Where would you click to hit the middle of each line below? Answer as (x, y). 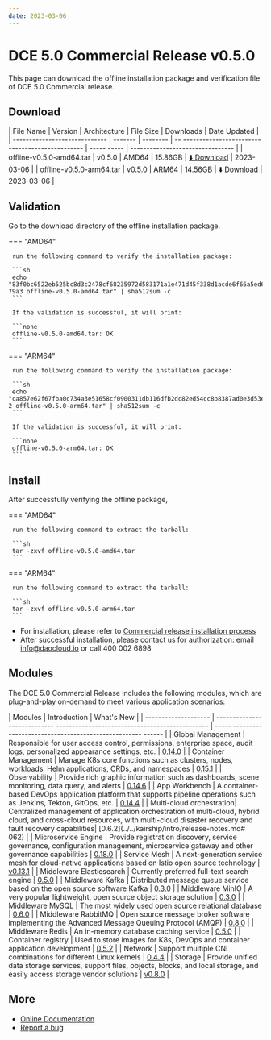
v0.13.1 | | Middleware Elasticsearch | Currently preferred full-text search (128, 871)
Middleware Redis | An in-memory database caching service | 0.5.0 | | (125, 931)
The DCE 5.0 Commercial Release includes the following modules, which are (135, 693)
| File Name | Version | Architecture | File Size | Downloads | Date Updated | (134, 131)
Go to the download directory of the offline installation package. (115, 226)
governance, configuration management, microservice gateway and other (131, 845)
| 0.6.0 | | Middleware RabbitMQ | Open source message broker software (129, 914)
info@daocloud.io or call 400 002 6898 (85, 648)
